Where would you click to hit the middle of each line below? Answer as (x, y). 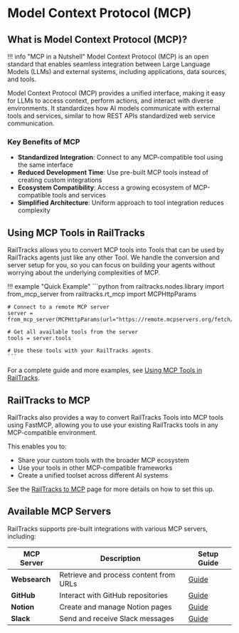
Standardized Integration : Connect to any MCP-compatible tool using (120, 158)
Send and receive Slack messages (117, 618)
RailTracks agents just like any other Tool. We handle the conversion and (114, 257)
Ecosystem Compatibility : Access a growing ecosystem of (105, 187)
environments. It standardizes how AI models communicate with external (114, 108)
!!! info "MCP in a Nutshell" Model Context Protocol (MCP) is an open (108, 56)
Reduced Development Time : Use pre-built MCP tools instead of (113, 173)
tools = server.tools (39, 339)
